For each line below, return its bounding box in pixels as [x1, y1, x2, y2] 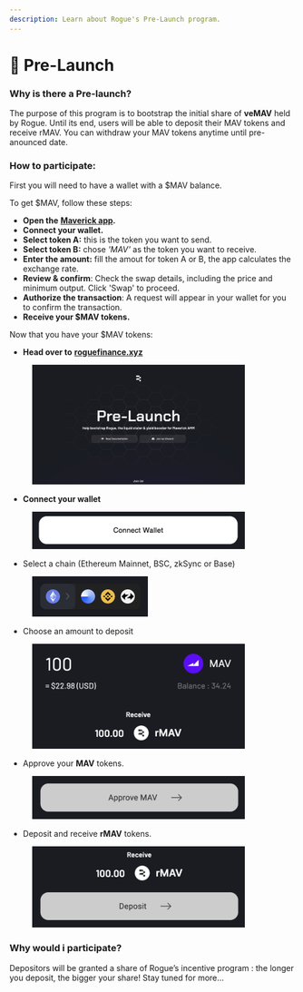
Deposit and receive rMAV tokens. [22, 828, 152, 839]
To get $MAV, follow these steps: [9, 198, 133, 209]
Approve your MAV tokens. [22, 758, 124, 769]
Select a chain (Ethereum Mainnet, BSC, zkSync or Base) [22, 558, 236, 569]
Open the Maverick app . [22, 215, 116, 226]
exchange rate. [22, 263, 79, 274]
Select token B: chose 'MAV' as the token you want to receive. [22, 244, 257, 255]
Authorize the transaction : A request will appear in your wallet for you [22, 292, 287, 303]
